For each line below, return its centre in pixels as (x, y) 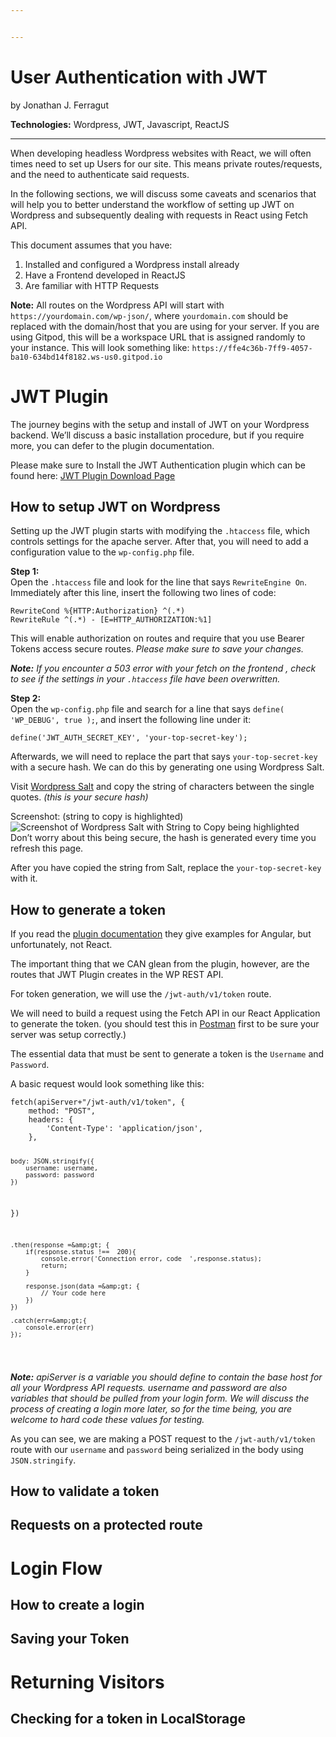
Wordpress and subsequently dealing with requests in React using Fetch (159, 215)
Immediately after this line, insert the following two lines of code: (143, 593)
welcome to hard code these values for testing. (107, 1419)
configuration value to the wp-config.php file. (102, 552)
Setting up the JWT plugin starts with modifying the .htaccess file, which (160, 531)
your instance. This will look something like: (100, 347)
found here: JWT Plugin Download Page (93, 475)
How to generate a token (88, 909)
